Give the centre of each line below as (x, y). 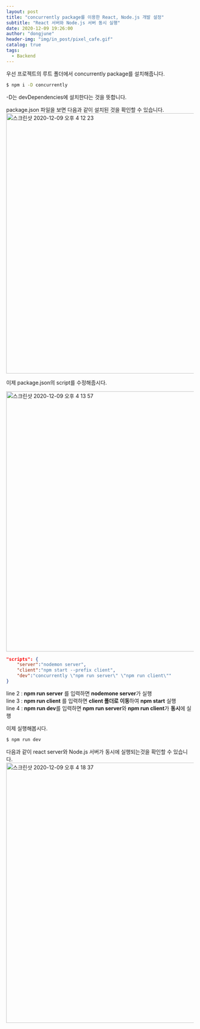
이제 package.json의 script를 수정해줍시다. (57, 382)
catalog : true (24, 45)
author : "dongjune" (30, 34)
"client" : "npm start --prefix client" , (66, 670)
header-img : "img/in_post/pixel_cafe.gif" (60, 39)
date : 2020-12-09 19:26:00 (40, 28)
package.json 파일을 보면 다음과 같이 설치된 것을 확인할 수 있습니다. (85, 109)
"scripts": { (22, 659)
